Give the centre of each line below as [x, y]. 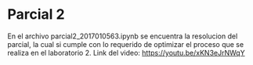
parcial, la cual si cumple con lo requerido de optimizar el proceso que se [126, 44]
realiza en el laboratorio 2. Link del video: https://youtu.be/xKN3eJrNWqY [126, 52]
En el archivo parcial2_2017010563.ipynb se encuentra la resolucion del [123, 36]
